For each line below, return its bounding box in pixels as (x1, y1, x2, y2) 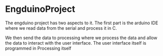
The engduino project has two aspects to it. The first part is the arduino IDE (5, 20, 159, 26)
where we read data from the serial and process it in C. (5, 25, 117, 31)
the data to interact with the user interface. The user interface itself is (5, 40, 147, 46)
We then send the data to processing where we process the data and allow (5, 35, 158, 41)
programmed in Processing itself (5, 45, 72, 51)
